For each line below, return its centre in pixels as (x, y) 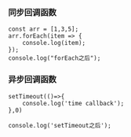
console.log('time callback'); (73, 103)
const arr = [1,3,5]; (44, 29)
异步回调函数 (33, 80)
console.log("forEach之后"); (55, 58)
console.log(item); (54, 43)
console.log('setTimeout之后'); (60, 125)
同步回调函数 (33, 12)
